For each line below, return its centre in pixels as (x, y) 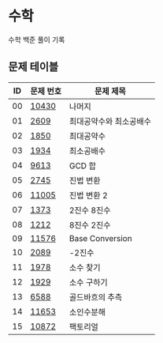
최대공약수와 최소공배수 (110, 121)
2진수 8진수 (90, 210)
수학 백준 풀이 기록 (37, 40)
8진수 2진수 (90, 224)
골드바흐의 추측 (96, 297)
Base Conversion (100, 238)
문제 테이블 (33, 67)
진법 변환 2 (88, 195)
